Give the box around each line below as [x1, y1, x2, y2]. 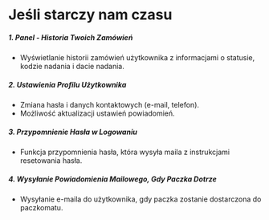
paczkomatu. [19, 203, 63, 213]
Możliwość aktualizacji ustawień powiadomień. [19, 108, 175, 118]
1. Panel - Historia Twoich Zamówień [8, 32, 133, 42]
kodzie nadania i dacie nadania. [19, 62, 124, 71]
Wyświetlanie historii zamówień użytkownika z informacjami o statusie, [19, 53, 255, 63]
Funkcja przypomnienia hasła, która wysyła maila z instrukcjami [19, 147, 230, 157]
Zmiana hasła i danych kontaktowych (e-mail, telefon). [19, 100, 199, 110]
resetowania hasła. [19, 156, 83, 165]
